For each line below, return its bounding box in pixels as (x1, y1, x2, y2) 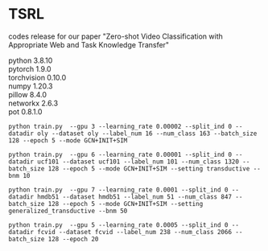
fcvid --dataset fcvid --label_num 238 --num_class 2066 (37, 228, 232, 236)
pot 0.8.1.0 (8, 106, 43, 117)
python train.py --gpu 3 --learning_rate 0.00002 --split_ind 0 (8, 122, 232, 130)
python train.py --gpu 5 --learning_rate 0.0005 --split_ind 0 (8, 220, 229, 229)
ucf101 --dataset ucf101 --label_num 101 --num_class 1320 (37, 158, 240, 166)
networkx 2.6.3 (8, 98, 59, 108)
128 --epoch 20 (47, 235, 99, 243)
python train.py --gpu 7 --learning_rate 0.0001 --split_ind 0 (8, 186, 229, 194)
